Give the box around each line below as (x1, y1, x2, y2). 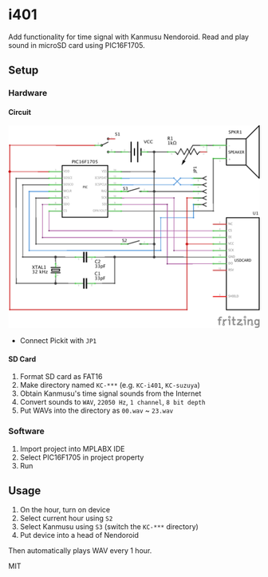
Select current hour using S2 (19, 513, 113, 524)
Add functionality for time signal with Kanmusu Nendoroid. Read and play (8, 32, 250, 41)
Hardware (8, 88, 48, 99)
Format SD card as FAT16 (19, 372, 103, 381)
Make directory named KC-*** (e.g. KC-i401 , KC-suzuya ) (19, 381, 201, 390)
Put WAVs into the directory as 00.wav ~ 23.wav (19, 405, 174, 416)
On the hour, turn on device (19, 505, 111, 515)
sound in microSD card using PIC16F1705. (8, 40, 145, 49)
